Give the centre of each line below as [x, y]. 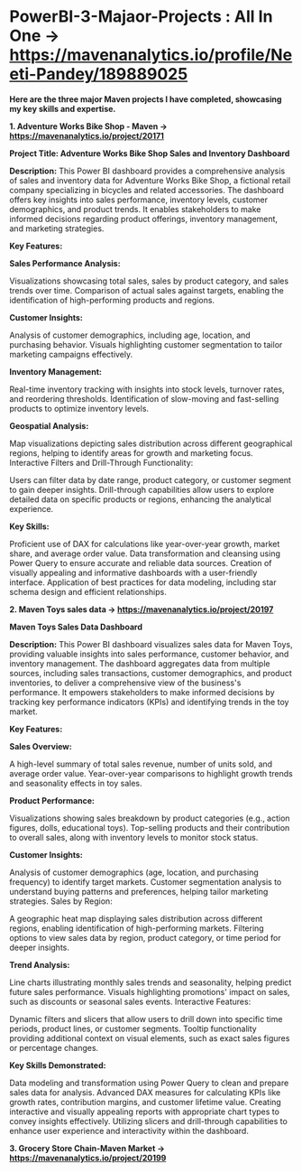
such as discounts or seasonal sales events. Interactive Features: [130, 1001]
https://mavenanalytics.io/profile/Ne [151, 55]
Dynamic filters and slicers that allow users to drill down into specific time [146, 1019]
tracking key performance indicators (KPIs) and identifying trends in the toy [149, 702]
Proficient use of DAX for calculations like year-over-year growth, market [145, 544]
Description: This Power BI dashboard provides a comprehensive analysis [147, 171]
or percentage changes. [54, 1047]
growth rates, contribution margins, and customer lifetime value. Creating [145, 1102]
